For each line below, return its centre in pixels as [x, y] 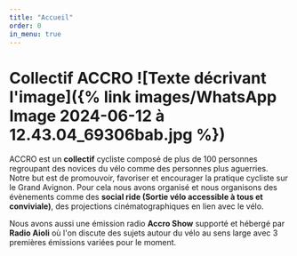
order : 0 [25, 26]
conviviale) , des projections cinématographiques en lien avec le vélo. [136, 206]
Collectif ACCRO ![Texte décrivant [138, 78]
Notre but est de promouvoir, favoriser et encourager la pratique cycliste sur [149, 178]
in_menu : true [36, 34]
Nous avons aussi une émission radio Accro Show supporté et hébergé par [147, 224]
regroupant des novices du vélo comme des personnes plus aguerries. [139, 169]
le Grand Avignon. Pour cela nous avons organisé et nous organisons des [143, 188]
